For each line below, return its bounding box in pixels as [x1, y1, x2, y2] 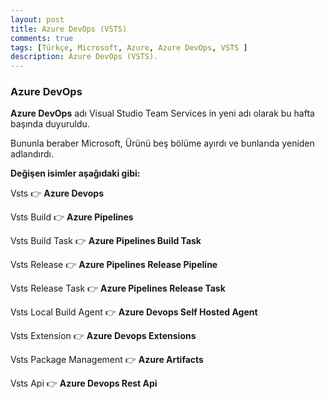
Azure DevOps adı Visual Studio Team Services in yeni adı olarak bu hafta [10, 107, 315, 120]
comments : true [10, 33, 74, 43]
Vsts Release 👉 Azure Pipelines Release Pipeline [10, 259, 218, 271]
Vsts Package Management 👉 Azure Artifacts [10, 354, 204, 366]
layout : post [10, 14, 65, 25]
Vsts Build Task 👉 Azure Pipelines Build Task [10, 235, 202, 247]
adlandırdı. [10, 148, 54, 160]
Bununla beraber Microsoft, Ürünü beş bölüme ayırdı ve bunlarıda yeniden [10, 137, 315, 150]
